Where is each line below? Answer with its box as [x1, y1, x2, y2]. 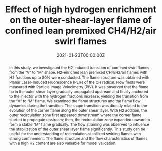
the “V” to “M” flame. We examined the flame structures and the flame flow [9, 98, 141, 104]
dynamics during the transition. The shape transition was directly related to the [9, 103, 148, 108]
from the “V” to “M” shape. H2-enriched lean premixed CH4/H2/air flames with [9, 69, 148, 75]
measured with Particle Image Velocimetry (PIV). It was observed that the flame [9, 84, 149, 89]
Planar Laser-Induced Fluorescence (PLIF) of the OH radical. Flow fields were [9, 79, 145, 85]
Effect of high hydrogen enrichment [5, 4, 157, 15]
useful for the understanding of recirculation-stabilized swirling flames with [9, 131, 141, 136]
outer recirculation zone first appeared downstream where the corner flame [9, 112, 142, 118]
